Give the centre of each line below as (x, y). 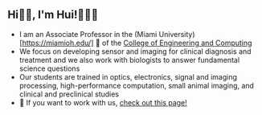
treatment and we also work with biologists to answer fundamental (129, 60)
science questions (49, 68)
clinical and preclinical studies (69, 94)
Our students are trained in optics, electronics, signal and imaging (128, 76)
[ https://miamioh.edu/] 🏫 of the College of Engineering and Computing (135, 43)
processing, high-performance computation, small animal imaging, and (137, 85)
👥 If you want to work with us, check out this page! (103, 102)
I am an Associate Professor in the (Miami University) (107, 34)
